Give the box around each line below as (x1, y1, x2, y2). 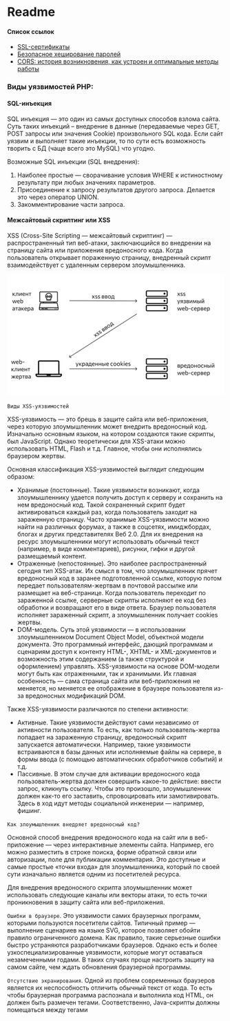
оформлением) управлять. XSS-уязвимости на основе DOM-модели (17, 662, 220, 671)
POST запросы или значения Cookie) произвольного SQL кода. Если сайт (7, 129, 224, 138)
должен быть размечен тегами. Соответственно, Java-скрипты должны (7, 998, 220, 1006)
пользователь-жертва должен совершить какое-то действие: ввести (17, 777, 222, 785)
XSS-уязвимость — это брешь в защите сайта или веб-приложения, (7, 415, 209, 423)
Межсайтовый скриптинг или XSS (7, 216, 111, 225)
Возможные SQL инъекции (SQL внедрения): (7, 157, 140, 166)
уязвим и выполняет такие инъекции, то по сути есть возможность (7, 136, 206, 145)
